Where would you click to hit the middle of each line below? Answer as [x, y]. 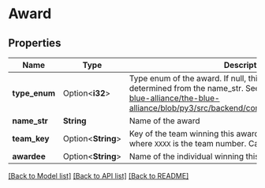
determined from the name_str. [186, 88]
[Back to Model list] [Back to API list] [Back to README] [99, 176]
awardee [29, 156]
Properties [35, 43]
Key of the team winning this [182, 133]
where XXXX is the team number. [188, 143]
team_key [31, 139]
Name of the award [164, 121]
